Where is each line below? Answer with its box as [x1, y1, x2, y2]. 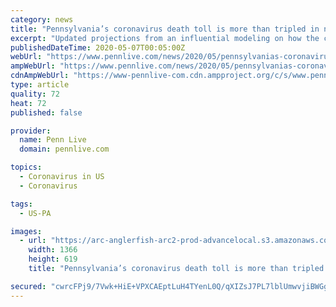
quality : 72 [10, 89, 60, 99]
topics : [10, 162, 43, 173]
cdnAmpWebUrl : [10, 71, 70, 81]
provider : [10, 126, 52, 136]
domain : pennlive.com [19, 144, 110, 155]
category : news [10, 14, 74, 25]
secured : [10, 281, 47, 291]
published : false [10, 107, 83, 118]
